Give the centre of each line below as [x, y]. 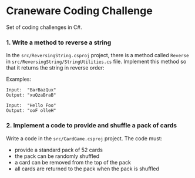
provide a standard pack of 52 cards [58, 150]
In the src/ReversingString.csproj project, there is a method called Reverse [97, 55]
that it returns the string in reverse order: [55, 68]
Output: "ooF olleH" [31, 111]
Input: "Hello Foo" [31, 106]
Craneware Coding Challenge [79, 11]
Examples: [19, 79]
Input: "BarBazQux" [31, 90]
